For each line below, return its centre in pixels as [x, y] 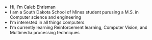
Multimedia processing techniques [45, 33]
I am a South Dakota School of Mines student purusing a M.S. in [74, 12]
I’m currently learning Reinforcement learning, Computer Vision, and [79, 27]
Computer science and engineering [45, 17]
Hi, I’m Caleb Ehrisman [33, 7]
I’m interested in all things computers [47, 22]
